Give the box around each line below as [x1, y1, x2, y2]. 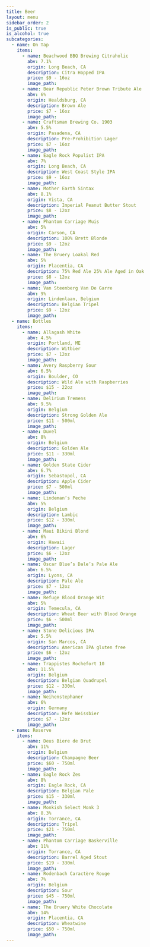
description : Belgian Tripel [27, 301, 100, 308]
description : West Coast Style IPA [27, 169, 116, 175]
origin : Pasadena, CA [27, 130, 81, 137]
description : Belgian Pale [27, 788, 94, 794]
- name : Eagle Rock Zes [21, 771, 81, 778]
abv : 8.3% [27, 810, 52, 816]
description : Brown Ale [27, 102, 86, 109]
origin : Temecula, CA [27, 606, 81, 612]
